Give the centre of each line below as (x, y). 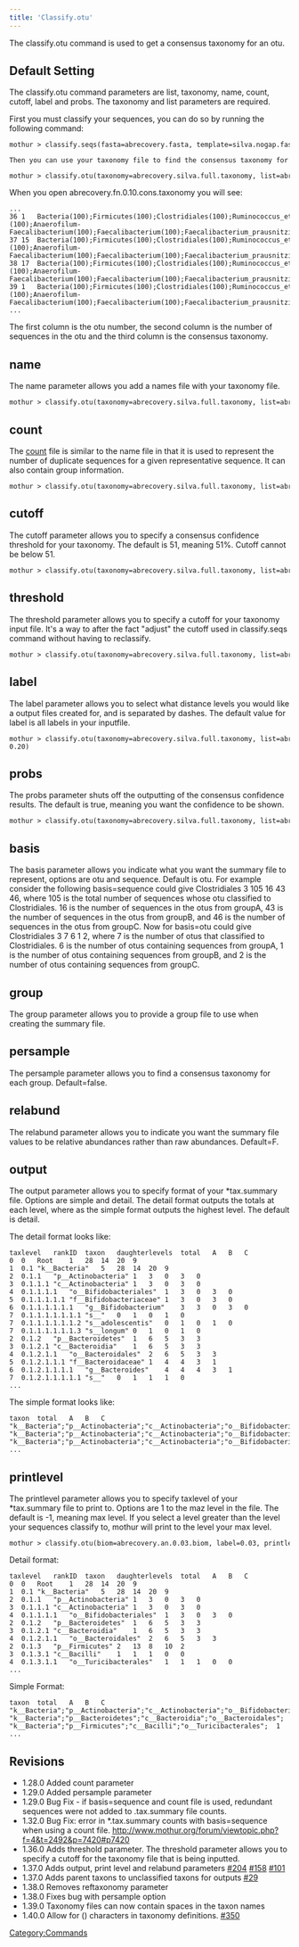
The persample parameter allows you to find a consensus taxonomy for (140, 1073)
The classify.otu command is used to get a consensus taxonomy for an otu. (147, 43)
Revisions (37, 1761)
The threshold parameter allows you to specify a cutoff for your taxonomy (145, 619)
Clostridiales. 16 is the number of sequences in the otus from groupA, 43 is (146, 908)
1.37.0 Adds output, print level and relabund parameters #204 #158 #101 (154, 1868)
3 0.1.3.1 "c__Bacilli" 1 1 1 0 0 (97, 1654)
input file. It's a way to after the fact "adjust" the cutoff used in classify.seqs (148, 629)
